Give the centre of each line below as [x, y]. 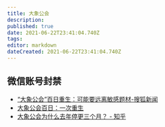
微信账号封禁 [34, 81]
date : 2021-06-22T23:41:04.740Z [53, 33]
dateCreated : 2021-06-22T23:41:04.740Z [64, 52]
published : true [30, 26]
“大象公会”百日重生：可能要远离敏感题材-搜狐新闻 [87, 99]
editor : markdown [32, 45]
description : [26, 20]
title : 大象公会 [28, 13]
